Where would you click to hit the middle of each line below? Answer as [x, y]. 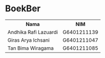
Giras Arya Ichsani [29, 40]
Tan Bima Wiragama [31, 48]
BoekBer [23, 9]
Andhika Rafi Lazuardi [33, 32]
